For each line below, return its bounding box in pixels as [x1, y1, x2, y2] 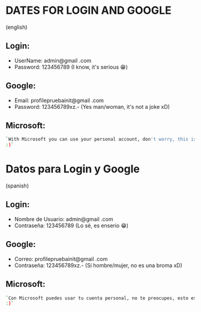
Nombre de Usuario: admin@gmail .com [14, 215, 113, 222]
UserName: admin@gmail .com [14, 57, 92, 64]
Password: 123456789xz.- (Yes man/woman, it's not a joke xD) [14, 103, 170, 110]
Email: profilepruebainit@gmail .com [14, 97, 104, 104]
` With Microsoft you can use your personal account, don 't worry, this [5, 136, 188, 142]
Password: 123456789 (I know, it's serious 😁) [14, 63, 128, 70]
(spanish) [5, 182, 29, 189]
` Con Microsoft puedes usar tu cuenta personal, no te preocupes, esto [5, 295, 188, 301]
